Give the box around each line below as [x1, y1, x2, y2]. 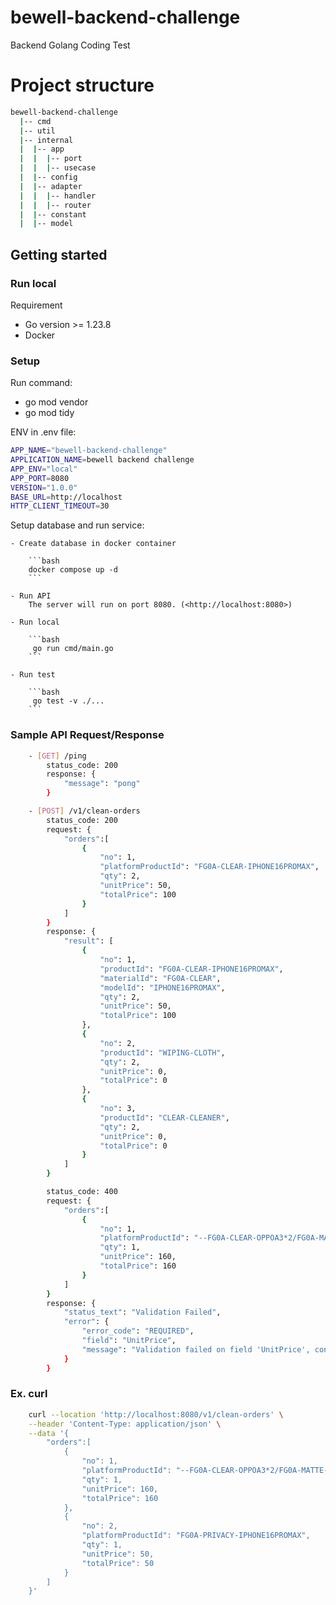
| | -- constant [19, 209, 87, 220]
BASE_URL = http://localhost [10, 492, 123, 502]
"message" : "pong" [63, 779, 141, 789]
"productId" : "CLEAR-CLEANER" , [99, 1112, 230, 1123]
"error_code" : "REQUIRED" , [81, 1326, 195, 1336]
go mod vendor [24, 396, 89, 408]
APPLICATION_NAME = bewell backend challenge [10, 455, 195, 465]
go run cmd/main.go [32, 644, 114, 654]
